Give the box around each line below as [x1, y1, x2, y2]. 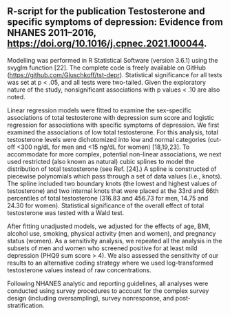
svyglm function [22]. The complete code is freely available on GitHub [7, 63, 207, 72]
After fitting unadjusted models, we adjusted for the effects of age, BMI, [7, 222, 211, 230]
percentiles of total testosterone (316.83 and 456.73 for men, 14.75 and [7, 194, 209, 202]
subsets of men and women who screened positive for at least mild [7, 244, 198, 252]
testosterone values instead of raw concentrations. [7, 265, 151, 274]
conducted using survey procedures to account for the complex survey [7, 286, 209, 295]
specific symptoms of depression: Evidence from [7, 17, 224, 28]
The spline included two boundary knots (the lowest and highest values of [7, 179, 218, 187]
